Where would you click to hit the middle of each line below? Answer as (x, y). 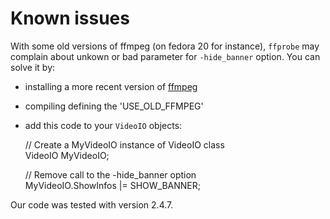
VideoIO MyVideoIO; (67, 155)
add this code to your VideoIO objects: (103, 125)
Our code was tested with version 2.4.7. (92, 204)
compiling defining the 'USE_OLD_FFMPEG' (114, 106)
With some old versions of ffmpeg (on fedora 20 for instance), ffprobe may (165, 46)
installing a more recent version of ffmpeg (111, 86)
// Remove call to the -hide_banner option (110, 174)
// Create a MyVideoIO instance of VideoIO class (124, 144)
